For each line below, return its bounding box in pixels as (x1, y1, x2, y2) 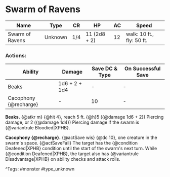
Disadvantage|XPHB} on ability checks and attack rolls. (5, 156, 120, 162)
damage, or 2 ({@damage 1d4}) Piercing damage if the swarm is (5, 119, 140, 125)
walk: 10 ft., (125, 30, 154, 38)
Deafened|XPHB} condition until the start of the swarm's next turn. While (5, 146, 157, 152)
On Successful (124, 65, 161, 72)
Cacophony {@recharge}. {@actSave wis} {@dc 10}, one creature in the (5, 134, 158, 140)
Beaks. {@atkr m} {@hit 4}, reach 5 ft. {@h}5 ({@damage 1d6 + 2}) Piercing (5, 114, 164, 120)
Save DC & (92, 65, 118, 72)
